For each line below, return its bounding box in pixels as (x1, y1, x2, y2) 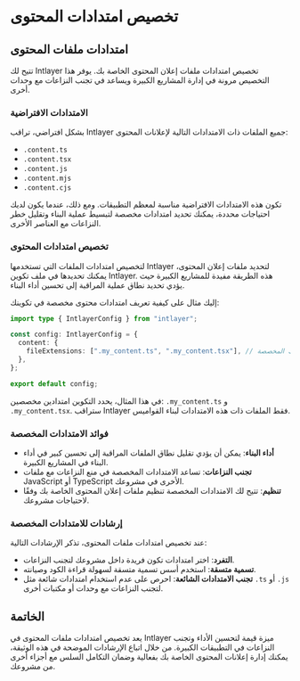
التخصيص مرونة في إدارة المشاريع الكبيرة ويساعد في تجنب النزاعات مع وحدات (10, 75, 270, 86)
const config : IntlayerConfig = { (10, 330, 139, 340)
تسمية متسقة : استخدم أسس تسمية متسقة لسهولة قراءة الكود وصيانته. (22, 564, 256, 575)
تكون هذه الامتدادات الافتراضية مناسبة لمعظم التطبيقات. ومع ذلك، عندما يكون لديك (10, 199, 282, 210)
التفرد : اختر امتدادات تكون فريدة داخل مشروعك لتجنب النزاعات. (22, 554, 235, 565)
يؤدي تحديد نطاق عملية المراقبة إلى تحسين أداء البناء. (10, 279, 185, 291)
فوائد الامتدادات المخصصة (10, 427, 109, 439)
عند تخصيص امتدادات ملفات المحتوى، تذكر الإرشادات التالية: (10, 537, 207, 548)
